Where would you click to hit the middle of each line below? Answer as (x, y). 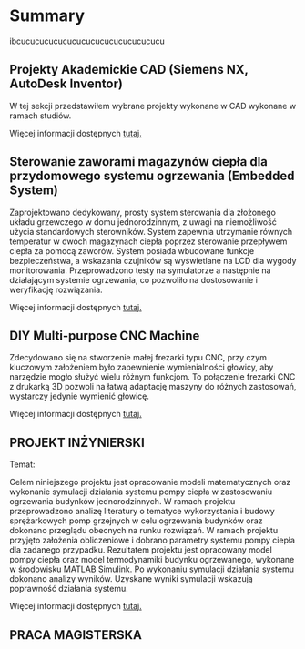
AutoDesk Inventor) (66, 84)
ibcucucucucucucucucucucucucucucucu (87, 41)
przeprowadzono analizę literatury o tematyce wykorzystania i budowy (142, 512)
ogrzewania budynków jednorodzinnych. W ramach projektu (122, 502)
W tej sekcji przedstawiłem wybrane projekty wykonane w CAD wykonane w (153, 106)
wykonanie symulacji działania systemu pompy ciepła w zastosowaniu (141, 492)
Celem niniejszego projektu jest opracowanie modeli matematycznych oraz (150, 482)
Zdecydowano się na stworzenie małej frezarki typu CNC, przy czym (138, 358)
